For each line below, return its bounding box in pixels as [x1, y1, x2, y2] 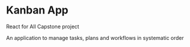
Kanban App [6, 4, 69, 17]
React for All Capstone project [6, 23, 80, 30]
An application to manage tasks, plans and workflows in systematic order [6, 34, 184, 41]
